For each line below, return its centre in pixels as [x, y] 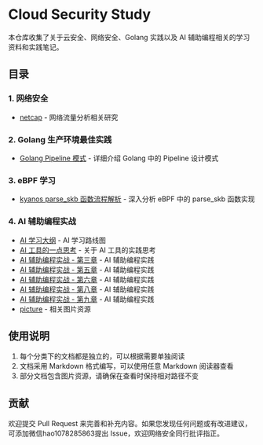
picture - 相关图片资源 [55, 309]
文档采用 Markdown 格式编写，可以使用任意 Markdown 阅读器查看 [126, 366]
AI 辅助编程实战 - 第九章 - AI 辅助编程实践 [87, 299]
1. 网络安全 [28, 98]
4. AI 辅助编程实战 [42, 222]
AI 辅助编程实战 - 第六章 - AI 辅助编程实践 [87, 279]
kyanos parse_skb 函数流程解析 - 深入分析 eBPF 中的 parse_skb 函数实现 [137, 199]
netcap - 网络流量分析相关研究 [69, 117]
